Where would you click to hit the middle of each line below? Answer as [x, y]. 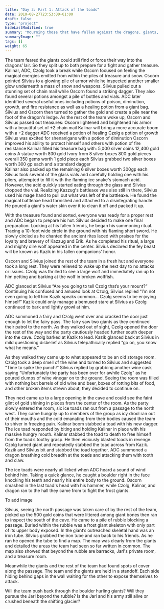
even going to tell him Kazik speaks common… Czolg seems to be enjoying [81, 296]
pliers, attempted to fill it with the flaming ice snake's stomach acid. [73, 180]
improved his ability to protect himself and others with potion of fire [73, 143]
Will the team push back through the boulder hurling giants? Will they [75, 591]
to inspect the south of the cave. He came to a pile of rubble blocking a [77, 520]
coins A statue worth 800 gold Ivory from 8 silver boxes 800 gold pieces [78, 153]
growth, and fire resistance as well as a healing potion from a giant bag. [77, 107]
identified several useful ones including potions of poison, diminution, [75, 101]
